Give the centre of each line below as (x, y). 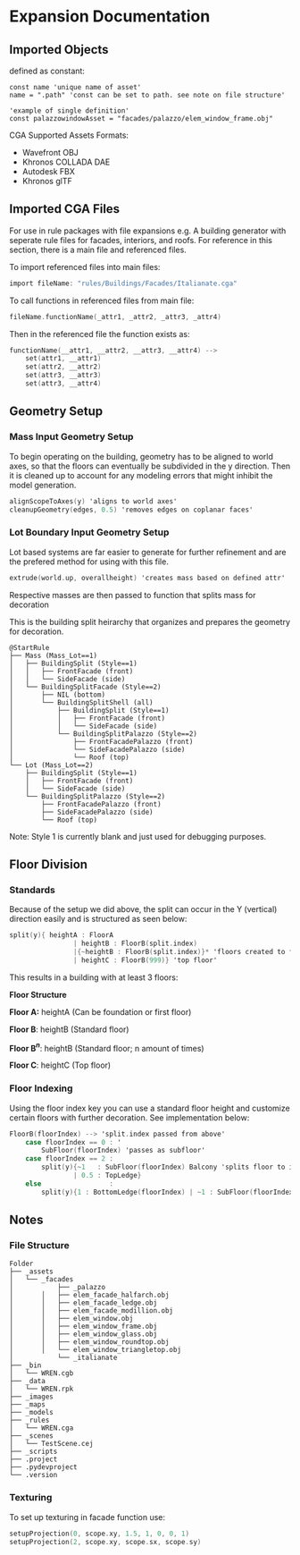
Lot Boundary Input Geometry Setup (89, 532)
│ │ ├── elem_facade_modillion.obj (92, 1311)
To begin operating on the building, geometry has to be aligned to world (142, 456)
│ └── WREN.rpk (42, 1389)
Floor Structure (38, 994)
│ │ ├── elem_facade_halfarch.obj (89, 1295)
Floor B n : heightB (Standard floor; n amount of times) (107, 1047)
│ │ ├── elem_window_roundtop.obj (89, 1342)
